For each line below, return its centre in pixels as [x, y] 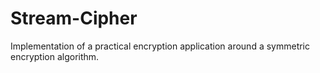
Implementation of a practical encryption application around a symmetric [160, 46]
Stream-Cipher [74, 18]
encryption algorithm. [55, 56]
